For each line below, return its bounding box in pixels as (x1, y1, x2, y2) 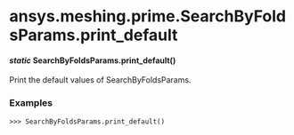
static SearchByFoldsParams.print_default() (9, 55, 176, 66)
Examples (9, 97, 53, 109)
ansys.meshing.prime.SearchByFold (9, 6, 287, 27)
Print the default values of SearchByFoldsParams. (9, 75, 192, 85)
